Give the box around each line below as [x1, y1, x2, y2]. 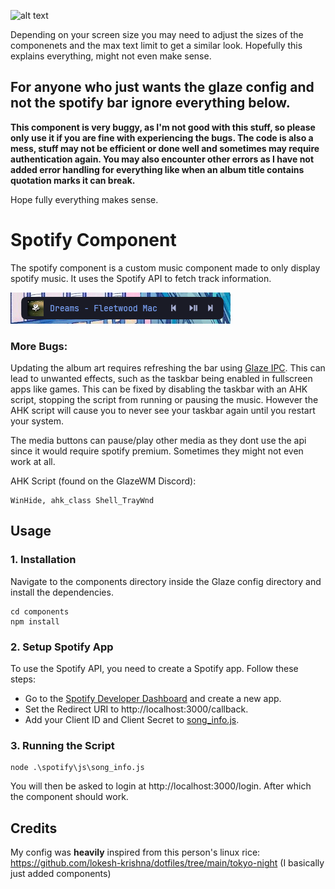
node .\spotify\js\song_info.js [10, 763, 145, 773]
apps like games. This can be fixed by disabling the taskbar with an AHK [10, 383, 308, 395]
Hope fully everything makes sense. [10, 193, 159, 205]
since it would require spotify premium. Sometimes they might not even [10, 445, 304, 457]
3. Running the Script [10, 738, 115, 752]
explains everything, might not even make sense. [10, 50, 212, 62]
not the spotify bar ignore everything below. [10, 95, 291, 112]
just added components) [10, 868, 112, 880]
